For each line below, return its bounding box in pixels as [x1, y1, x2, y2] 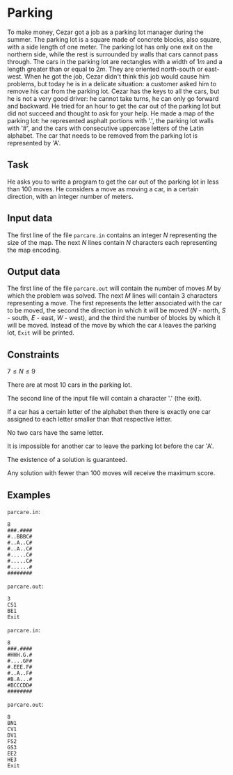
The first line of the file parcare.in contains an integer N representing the [7, 231, 217, 239]
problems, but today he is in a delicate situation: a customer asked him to [7, 79, 217, 88]
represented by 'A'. [7, 138, 61, 147]
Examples [7, 489, 51, 501]
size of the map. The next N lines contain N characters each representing [7, 238, 218, 246]
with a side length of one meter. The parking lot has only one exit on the [7, 42, 214, 51]
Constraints [7, 349, 60, 360]
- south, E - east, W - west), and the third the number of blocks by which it [7, 314, 221, 322]
